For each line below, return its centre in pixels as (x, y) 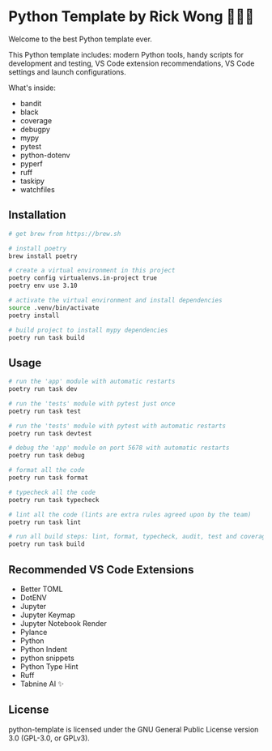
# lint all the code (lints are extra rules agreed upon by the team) (130, 514)
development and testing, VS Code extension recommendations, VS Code (132, 63)
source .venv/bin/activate (54, 307)
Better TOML (41, 589)
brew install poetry (43, 256)
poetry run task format (49, 478)
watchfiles (37, 189)
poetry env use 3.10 (43, 286)
